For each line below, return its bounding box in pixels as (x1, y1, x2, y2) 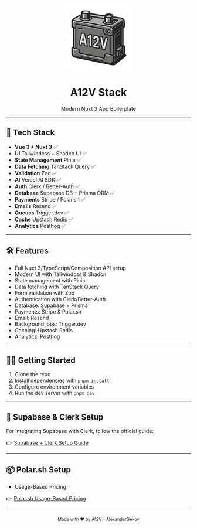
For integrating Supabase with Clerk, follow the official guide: (6, 428, 154, 435)
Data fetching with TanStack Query (14, 283, 100, 290)
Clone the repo (14, 371, 51, 378)
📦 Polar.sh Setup (6, 465, 72, 475)
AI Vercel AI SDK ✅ (14, 176, 62, 183)
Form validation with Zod (14, 289, 75, 297)
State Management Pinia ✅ (14, 156, 81, 163)
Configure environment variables (14, 383, 94, 390)
